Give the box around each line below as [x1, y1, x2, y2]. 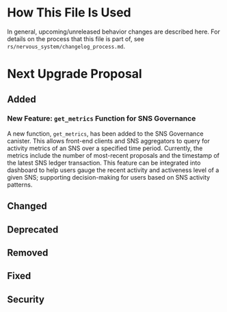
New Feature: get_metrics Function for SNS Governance [7, 114, 196, 123]
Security [7, 293, 44, 305]
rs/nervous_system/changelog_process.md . [7, 42, 126, 50]
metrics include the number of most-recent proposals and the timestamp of [7, 151, 220, 159]
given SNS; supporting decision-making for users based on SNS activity [7, 173, 211, 181]
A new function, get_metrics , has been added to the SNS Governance [7, 129, 204, 138]
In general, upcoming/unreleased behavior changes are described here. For [7, 27, 220, 36]
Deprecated [7, 224, 59, 235]
